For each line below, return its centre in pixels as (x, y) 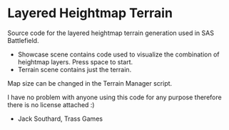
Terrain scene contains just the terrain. (75, 69)
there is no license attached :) (51, 104)
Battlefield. (23, 40)
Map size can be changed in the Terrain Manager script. (90, 83)
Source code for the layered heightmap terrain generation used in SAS (111, 33)
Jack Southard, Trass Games (60, 119)
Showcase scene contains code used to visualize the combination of (118, 54)
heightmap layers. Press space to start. (75, 61)
